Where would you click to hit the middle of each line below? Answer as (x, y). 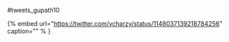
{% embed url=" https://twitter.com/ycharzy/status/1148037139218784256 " (115, 23)
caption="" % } (29, 31)
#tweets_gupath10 (34, 10)
